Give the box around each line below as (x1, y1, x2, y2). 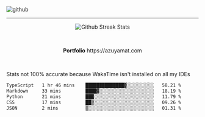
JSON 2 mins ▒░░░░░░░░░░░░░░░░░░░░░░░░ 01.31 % (6, 105, 182, 111)
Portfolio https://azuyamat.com (63, 47, 142, 54)
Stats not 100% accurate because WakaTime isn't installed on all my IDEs (6, 71, 190, 77)
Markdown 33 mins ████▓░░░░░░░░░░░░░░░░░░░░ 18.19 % (6, 88, 182, 94)
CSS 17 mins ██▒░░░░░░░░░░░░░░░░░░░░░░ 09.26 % (6, 99, 182, 105)
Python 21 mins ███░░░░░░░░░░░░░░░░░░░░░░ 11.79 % (6, 93, 182, 100)
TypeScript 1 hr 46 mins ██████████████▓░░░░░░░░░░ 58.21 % (6, 82, 182, 88)
